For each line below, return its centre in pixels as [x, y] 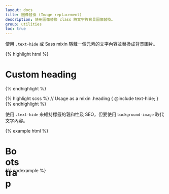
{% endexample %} [26, 170]
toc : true [16, 29]
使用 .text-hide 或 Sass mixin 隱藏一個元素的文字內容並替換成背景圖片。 [81, 44]
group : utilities [24, 24]
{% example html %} [27, 131]
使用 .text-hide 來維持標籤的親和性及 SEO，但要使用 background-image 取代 [84, 114]
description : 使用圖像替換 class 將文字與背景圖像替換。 [60, 19]
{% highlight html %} [27, 54]
